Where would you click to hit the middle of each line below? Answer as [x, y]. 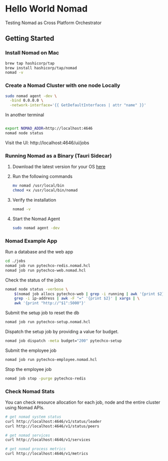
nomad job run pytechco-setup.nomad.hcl [48, 322]
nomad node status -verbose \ [37, 289]
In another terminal [24, 115]
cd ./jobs [15, 261]
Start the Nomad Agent [36, 219]
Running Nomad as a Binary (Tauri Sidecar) [58, 155]
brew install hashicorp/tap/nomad [41, 68]
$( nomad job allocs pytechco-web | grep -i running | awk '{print [85, 294]
